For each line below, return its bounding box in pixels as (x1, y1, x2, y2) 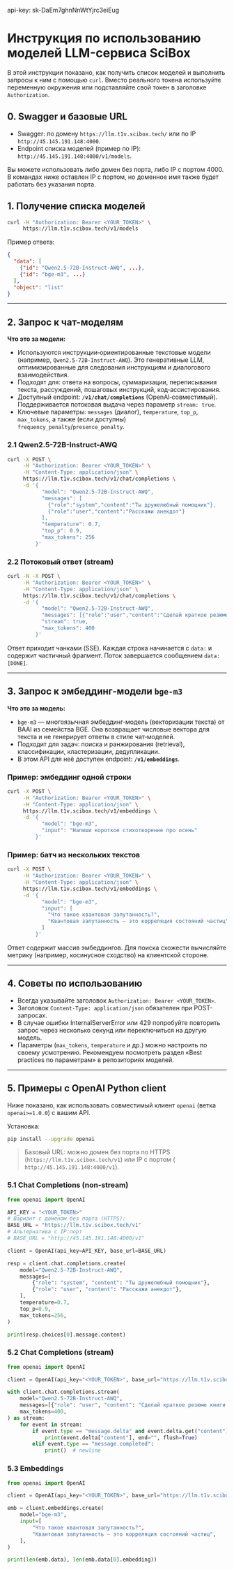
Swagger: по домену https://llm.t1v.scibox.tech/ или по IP (17, 129, 196, 138)
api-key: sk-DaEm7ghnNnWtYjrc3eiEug (7, 6, 120, 14)
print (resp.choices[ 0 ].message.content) (7, 1331, 127, 1338)
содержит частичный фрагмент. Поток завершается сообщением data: (7, 651, 221, 660)
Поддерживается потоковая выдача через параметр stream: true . (17, 400, 217, 409)
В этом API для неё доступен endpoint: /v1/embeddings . (17, 755, 180, 763)
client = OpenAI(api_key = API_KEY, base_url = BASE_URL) (7, 1247, 167, 1254)
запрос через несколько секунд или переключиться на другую (17, 1026, 207, 1034)
